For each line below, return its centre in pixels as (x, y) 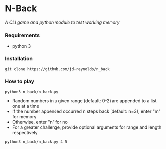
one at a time (26, 106)
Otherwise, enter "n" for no (40, 122)
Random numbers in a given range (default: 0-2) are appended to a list (84, 101)
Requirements (23, 35)
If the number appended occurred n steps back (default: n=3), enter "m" (86, 111)
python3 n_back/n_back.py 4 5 (36, 142)
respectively (25, 132)
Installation (19, 59)
